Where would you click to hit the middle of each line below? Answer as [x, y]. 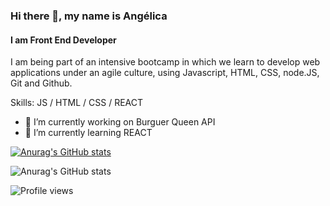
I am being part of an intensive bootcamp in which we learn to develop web [165, 62]
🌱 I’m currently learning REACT [88, 133]
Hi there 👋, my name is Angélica [89, 16]
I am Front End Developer [63, 40]
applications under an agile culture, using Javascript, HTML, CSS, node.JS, [165, 73]
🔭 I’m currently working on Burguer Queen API [120, 122]
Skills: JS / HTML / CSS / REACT [76, 103]
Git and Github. [41, 83]
